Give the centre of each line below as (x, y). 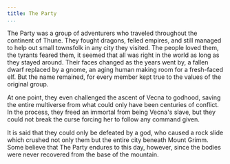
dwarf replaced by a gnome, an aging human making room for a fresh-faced (115, 69)
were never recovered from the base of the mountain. (83, 154)
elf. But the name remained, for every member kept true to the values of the (114, 77)
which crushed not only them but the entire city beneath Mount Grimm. (108, 140)
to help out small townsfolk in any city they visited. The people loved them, (113, 47)
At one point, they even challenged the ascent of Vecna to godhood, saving (114, 97)
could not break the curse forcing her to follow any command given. (103, 119)
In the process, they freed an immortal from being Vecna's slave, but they (111, 112)
